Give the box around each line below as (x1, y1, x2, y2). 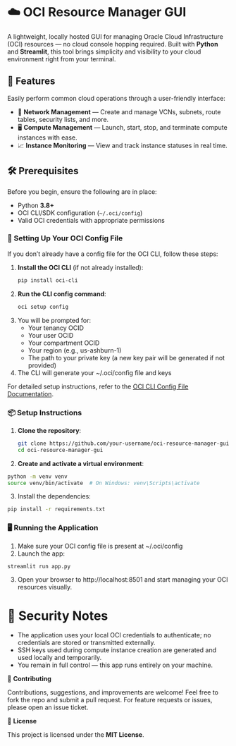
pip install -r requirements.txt (7, 506, 106, 513)
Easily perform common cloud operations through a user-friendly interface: (7, 94, 225, 102)
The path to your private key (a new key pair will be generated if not (27, 353, 225, 362)
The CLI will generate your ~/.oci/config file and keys (17, 368, 172, 377)
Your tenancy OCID (27, 324, 85, 332)
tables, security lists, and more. (17, 115, 109, 123)
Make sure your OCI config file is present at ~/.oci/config (17, 542, 183, 550)
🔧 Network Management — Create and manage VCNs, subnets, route (17, 107, 221, 116)
